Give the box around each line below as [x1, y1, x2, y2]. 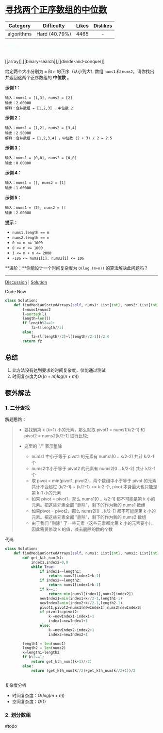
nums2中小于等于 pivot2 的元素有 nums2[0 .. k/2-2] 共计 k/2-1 [31, 466, 156, 471]
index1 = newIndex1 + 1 [48, 618, 88, 624]
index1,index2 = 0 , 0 [31, 560, 68, 565]
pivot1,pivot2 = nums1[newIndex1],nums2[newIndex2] [39, 605, 142, 610]
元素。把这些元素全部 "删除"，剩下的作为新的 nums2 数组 [31, 514, 147, 520]
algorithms [7, 30, 32, 37]
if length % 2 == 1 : [22, 321, 55, 326]
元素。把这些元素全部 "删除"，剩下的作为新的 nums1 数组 [31, 502, 146, 508]
